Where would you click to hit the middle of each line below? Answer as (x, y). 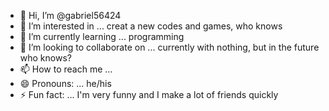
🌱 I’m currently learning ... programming (102, 36)
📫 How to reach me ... (66, 69)
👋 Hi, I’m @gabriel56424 (70, 15)
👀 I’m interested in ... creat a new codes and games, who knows (151, 26)
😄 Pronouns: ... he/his (65, 83)
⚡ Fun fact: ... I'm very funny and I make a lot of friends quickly (149, 94)
